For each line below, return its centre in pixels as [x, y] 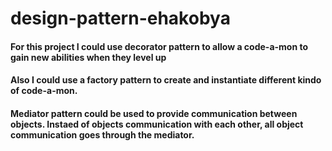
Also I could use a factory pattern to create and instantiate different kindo [166, 80]
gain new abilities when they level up [88, 57]
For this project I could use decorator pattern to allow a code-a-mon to [159, 46]
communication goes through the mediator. [102, 134]
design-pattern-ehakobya [120, 18]
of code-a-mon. [44, 91]
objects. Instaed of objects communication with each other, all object [157, 124]
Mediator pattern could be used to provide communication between [154, 113]
